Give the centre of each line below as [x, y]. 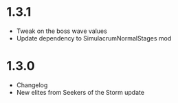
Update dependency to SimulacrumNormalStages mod [94, 38]
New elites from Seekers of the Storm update [80, 92]
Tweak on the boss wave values [62, 31]
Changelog [32, 85]
